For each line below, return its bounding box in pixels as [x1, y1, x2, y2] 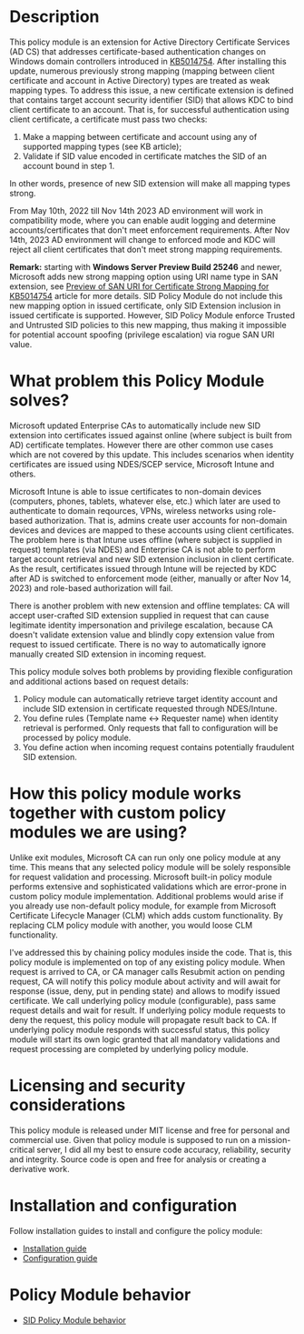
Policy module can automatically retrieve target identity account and [22, 693, 279, 704]
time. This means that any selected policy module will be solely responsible [9, 861, 291, 872]
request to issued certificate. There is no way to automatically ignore [9, 638, 266, 649]
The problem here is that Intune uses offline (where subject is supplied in [9, 534, 283, 545]
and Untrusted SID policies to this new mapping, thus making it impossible [9, 319, 288, 330]
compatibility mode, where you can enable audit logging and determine [9, 215, 277, 226]
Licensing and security [9, 1076, 186, 1096]
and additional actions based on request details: [9, 676, 189, 687]
